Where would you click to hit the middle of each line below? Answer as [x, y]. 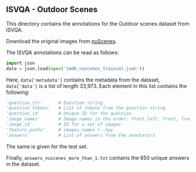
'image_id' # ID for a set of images [64, 125]
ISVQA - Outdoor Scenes [52, 10]
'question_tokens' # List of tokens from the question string [86, 108]
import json [20, 63]
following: [18, 92]
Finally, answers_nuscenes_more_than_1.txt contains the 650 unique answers [98, 157]
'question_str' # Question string [55, 103]
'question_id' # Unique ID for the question [69, 114]
